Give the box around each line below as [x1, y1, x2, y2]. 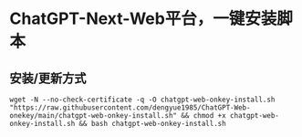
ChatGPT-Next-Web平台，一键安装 [9, 8, 277, 29]
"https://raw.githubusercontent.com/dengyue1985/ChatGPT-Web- [9, 103, 251, 112]
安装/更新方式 [9, 70, 87, 86]
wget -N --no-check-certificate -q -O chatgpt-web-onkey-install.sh [9, 95, 276, 104]
